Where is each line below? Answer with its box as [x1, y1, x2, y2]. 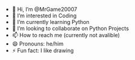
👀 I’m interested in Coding [12, 12, 77, 19]
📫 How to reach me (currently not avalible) [12, 32, 120, 38]
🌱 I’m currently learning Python [12, 19, 90, 25]
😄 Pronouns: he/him [12, 40, 64, 47]
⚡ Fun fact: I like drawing [12, 47, 74, 54]
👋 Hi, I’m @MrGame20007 [12, 6, 77, 13]
